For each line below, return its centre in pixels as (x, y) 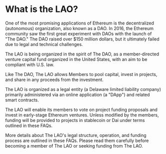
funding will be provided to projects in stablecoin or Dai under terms (75, 120)
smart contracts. (22, 100)
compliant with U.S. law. (30, 64)
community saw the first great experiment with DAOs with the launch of (79, 33)
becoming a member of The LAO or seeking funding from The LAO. (74, 145)
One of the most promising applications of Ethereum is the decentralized (80, 23)
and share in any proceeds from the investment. (54, 79)
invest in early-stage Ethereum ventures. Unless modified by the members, (82, 115)
